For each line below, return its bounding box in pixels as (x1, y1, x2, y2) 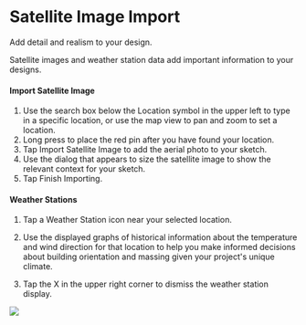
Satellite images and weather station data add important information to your (9, 54, 294, 65)
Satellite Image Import (9, 6, 181, 27)
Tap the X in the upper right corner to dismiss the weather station (22, 278, 269, 289)
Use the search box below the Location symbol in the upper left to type (22, 105, 290, 116)
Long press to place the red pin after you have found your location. (22, 134, 275, 145)
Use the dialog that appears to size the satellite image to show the (22, 153, 271, 165)
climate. (22, 261, 53, 272)
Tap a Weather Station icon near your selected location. (22, 215, 233, 225)
